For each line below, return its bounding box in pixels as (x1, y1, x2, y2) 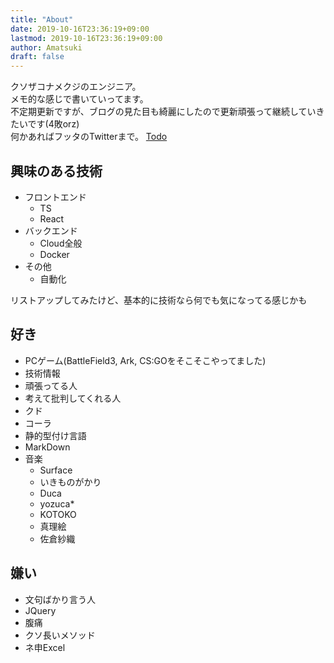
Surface (39, 464, 73, 476)
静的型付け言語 (24, 429, 87, 441)
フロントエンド (24, 191, 87, 203)
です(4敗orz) (27, 118, 80, 130)
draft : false (10, 52, 65, 62)
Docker (39, 248, 70, 260)
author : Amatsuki (10, 42, 83, 53)
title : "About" (10, 14, 74, 25)
